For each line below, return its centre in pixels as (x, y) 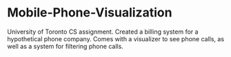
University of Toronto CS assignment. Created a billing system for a (103, 32)
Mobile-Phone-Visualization (90, 13)
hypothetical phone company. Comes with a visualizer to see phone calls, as (116, 38)
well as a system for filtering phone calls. (66, 46)
